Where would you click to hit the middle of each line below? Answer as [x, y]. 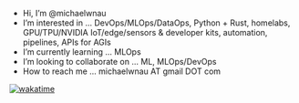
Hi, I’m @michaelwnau [64, 13]
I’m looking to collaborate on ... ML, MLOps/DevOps [119, 62]
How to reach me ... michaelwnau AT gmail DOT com [122, 71]
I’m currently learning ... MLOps [82, 52]
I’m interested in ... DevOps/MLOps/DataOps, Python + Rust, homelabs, [156, 23]
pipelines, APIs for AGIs [67, 42]
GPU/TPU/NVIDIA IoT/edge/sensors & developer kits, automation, [145, 32]
